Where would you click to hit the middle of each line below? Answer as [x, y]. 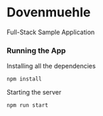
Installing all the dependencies [51, 66]
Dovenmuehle [49, 12]
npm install [24, 79]
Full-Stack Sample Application [51, 32]
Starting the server [34, 93]
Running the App [36, 51]
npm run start [28, 105]
